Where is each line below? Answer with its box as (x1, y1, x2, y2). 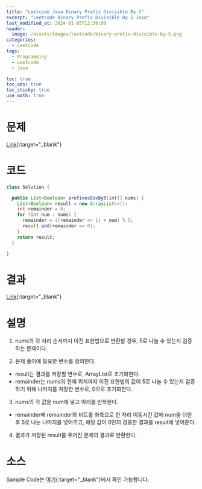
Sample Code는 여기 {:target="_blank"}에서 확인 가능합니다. (6, 476, 150, 483)
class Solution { (6, 184, 50, 190)
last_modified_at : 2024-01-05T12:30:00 (6, 20, 107, 26)
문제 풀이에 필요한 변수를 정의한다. (14, 358, 96, 365)
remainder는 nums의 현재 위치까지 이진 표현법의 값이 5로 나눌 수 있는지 (14, 378, 184, 385)
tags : (6, 48, 20, 54)
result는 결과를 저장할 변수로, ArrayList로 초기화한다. (14, 370, 140, 377)
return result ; (17, 234, 55, 240)
